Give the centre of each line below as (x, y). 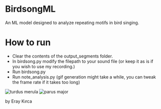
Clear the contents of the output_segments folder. (62, 56)
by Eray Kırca (19, 101)
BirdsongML (30, 9)
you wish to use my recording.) (43, 66)
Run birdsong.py (29, 72)
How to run (28, 42)
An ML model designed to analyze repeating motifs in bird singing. (72, 23)
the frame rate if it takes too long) (46, 82)
